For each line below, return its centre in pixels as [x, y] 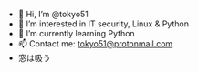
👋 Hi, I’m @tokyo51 [53, 14]
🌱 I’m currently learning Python [76, 33]
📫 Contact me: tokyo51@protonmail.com [95, 44]
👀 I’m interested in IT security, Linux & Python [104, 24]
